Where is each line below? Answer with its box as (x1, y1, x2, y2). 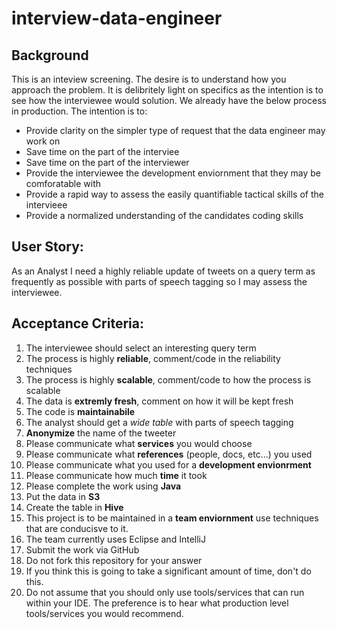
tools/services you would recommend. (25, 607, 184, 619)
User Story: (11, 238, 84, 256)
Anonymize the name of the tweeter (25, 427, 177, 439)
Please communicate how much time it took (25, 469, 208, 481)
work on (25, 135, 61, 147)
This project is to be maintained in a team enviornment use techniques (25, 512, 319, 524)
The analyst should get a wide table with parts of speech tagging (25, 416, 294, 428)
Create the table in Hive (25, 501, 124, 513)
